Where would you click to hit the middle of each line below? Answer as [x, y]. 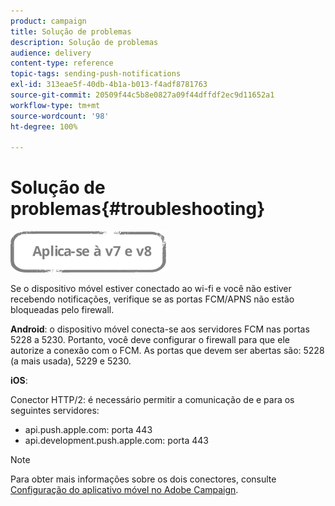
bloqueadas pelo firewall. [62, 310]
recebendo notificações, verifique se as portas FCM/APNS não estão [152, 299]
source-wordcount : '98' [60, 116]
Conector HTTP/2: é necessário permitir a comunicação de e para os [152, 400]
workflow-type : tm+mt [55, 105]
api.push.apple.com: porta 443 [88, 430]
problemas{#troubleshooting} [138, 209]
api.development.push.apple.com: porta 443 [116, 441]
